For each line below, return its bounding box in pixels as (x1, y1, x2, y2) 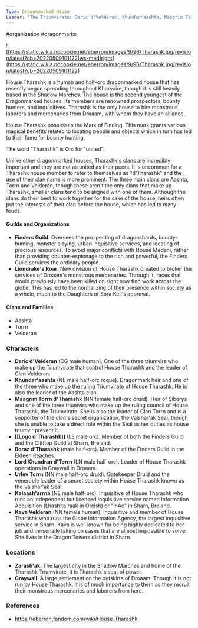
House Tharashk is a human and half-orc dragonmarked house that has (6, 78, 180, 86)
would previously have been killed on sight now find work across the (14, 277, 181, 284)
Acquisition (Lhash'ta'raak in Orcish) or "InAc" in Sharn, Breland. (14, 502, 171, 509)
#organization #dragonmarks (6, 30, 77, 37)
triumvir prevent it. (14, 427, 60, 434)
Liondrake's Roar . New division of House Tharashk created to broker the (14, 265, 192, 272)
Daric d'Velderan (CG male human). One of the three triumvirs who (14, 358, 179, 365)
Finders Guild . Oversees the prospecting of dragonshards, (14, 234, 157, 241)
